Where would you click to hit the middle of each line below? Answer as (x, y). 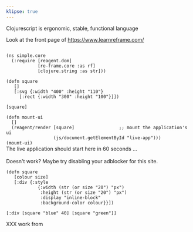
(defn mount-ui (25, 117)
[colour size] (31, 177)
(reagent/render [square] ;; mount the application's (99, 127)
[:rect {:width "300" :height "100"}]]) (69, 97)
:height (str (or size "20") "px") (84, 192)
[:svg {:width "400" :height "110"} (59, 92)
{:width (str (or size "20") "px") (81, 187)
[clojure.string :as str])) (72, 71)
